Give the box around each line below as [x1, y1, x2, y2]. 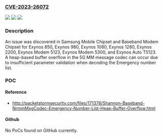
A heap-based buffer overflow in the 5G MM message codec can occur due [5, 54, 158, 60]
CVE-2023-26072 [5, 3, 49, 10]
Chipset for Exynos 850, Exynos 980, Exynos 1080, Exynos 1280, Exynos [5, 44, 152, 50]
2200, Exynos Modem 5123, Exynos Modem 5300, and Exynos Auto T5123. [5, 49, 157, 55]
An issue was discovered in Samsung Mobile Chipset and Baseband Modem [5, 38, 159, 45]
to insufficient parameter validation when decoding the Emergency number [5, 59, 157, 65]
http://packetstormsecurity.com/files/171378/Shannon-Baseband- [12, 100, 145, 106]
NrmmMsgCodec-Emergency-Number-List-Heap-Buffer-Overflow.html [12, 105, 156, 111]
